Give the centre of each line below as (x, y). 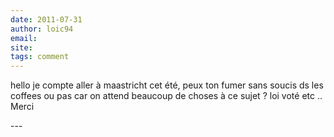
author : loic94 (42, 29)
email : (24, 38)
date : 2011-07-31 (46, 19)
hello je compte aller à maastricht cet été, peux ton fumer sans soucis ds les (167, 85)
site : (21, 47)
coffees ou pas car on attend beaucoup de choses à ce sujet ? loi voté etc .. (166, 96)
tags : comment (40, 57)
